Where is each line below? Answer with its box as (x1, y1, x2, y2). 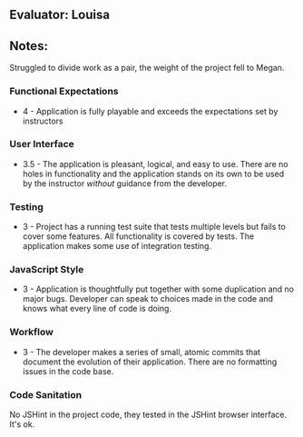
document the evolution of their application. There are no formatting (22, 356, 278, 367)
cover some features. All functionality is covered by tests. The (22, 231, 255, 242)
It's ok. (9, 418, 35, 430)
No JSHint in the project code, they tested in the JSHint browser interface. (9, 409, 288, 420)
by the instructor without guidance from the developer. (22, 177, 228, 189)
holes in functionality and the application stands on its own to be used (22, 168, 285, 179)
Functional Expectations (9, 85, 119, 98)
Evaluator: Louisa (9, 7, 111, 23)
